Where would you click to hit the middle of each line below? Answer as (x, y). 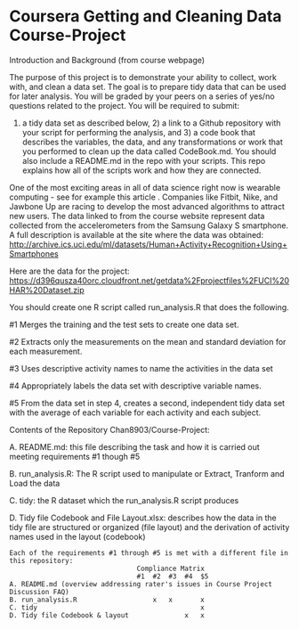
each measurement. (46, 351)
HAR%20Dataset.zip (47, 290)
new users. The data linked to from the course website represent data (137, 216)
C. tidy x (107, 608)
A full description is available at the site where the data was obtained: (137, 234)
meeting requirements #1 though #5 (75, 456)
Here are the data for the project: (70, 271)
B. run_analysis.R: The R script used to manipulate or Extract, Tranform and (147, 473)
